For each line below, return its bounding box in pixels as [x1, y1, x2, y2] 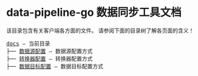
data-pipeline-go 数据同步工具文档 [6, 5, 182, 19]
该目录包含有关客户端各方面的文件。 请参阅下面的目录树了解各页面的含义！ [6, 27, 194, 34]
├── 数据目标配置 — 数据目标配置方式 [6, 63, 104, 70]
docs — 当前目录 [6, 40, 50, 47]
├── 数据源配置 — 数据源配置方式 [6, 47, 93, 55]
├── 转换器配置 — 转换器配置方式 [6, 55, 93, 62]
